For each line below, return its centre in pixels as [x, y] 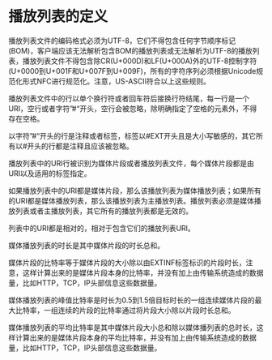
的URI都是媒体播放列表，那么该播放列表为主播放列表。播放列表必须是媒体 [132, 200]
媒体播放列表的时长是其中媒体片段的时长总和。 [86, 245]
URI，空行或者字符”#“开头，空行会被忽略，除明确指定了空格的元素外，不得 [133, 108]
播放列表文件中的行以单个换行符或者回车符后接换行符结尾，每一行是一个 [129, 98]
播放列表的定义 [58, 17]
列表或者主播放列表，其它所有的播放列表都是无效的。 [104, 211]
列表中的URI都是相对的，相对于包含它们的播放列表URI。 [102, 228]
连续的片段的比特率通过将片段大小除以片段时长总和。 [147, 310]
